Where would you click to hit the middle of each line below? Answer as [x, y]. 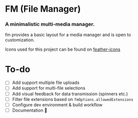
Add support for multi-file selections [49, 88]
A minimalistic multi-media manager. [50, 24]
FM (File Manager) [43, 9]
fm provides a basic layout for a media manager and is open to [68, 35]
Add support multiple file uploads [46, 83]
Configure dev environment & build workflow [57, 105]
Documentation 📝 [30, 110]
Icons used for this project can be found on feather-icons [63, 49]
